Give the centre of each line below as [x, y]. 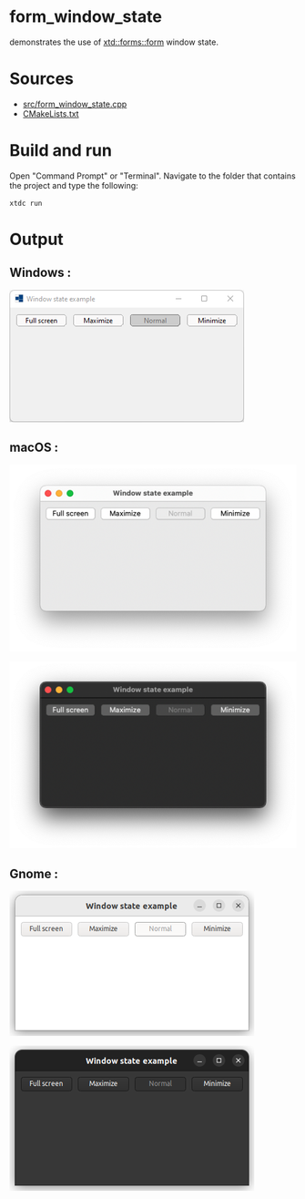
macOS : [34, 448]
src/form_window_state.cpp [75, 104]
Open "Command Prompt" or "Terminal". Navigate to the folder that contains [152, 176]
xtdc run [26, 203]
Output [36, 240]
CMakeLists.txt [51, 113]
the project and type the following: [74, 185]
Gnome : [34, 873]
